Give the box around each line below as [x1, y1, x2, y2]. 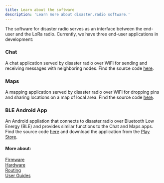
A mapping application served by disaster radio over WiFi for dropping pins [5, 89, 160, 95]
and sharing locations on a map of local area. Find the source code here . [5, 94, 155, 100]
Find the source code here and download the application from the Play [5, 129, 150, 135]
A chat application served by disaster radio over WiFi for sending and [5, 60, 148, 66]
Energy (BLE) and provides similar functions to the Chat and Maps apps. [5, 123, 154, 130]
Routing [5, 167, 21, 173]
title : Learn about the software [5, 7, 75, 12]
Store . [5, 134, 18, 140]
